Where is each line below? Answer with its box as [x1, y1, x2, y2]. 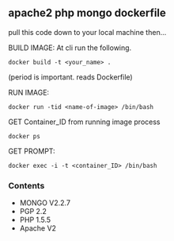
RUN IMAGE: [8, 87, 50, 97]
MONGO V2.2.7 [19, 198, 71, 208]
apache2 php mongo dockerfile [8, 6, 166, 20]
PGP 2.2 [19, 207, 47, 216]
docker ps [8, 132, 41, 140]
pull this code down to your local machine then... [8, 27, 167, 37]
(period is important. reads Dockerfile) [8, 72, 133, 82]
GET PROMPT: [8, 146, 55, 156]
